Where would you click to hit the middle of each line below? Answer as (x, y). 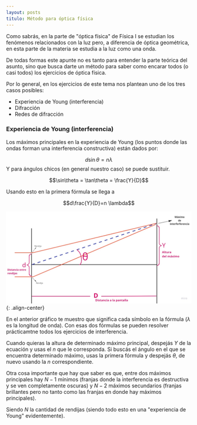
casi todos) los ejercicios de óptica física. (56, 72)
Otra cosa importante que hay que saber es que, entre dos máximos (89, 373)
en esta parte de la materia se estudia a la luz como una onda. (81, 48)
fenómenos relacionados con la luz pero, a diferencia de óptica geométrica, (98, 42)
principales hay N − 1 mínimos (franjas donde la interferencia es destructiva (98, 379)
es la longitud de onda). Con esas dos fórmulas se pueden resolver (87, 325)
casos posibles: (25, 90)
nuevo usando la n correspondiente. (50, 362)
